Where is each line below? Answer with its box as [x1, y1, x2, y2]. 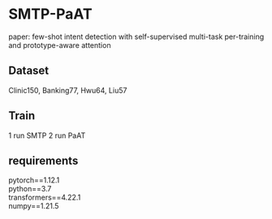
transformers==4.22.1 [8, 192, 81, 203]
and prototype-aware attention [8, 40, 111, 49]
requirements [8, 153, 79, 167]
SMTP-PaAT [8, 5, 93, 24]
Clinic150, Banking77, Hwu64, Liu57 [8, 85, 127, 95]
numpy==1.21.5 [8, 201, 59, 211]
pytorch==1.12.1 [8, 175, 60, 185]
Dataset [8, 64, 50, 78]
